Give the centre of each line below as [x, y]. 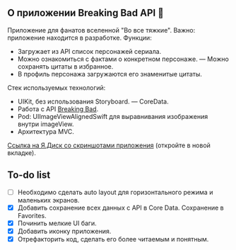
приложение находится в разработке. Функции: [79, 38]
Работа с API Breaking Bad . [58, 109]
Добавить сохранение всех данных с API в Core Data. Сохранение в [120, 208]
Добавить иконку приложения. [64, 231]
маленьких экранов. [48, 200]
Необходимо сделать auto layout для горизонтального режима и [115, 192]
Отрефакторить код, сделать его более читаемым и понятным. [113, 239]
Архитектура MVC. [46, 131]
